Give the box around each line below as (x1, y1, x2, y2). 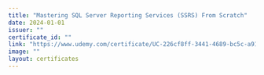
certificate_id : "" (8, 33, 72, 41)
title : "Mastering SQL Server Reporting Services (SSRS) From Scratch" (8, 11, 247, 20)
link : (8, 41, 26, 48)
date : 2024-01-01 (8, 19, 65, 27)
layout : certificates (8, 55, 79, 63)
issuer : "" (8, 26, 44, 34)
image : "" (8, 48, 41, 55)
